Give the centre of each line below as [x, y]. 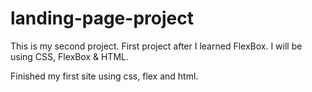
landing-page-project [102, 18]
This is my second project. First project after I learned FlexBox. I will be [156, 46]
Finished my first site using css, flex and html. [104, 76]
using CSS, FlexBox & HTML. [69, 56]
